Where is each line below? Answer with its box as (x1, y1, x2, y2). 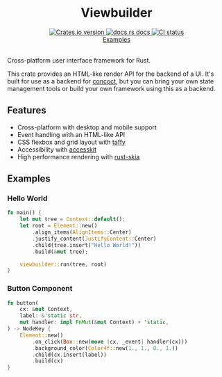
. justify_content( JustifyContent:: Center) (32, 235, 157, 242)
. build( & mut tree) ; (32, 248, 89, 255)
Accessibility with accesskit (17, 145, 97, 154)
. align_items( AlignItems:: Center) (32, 229, 132, 236)
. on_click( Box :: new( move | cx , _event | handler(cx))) (32, 338, 188, 345)
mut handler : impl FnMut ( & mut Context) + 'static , (19, 319, 169, 326)
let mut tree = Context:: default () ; (19, 216, 126, 223)
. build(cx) (32, 358, 64, 364)
